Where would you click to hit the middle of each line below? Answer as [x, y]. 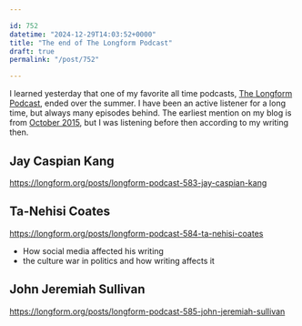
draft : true [32, 51]
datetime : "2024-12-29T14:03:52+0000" [83, 34]
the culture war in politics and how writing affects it [119, 260]
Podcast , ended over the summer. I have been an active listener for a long [148, 103]
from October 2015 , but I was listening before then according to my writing [149, 123]
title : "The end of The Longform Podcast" [91, 43]
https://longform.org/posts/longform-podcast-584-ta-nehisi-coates [136, 233]
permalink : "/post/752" [55, 60]
